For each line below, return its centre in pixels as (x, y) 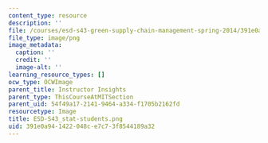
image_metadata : (35, 45)
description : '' (35, 23)
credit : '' (33, 60)
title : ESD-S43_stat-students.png (66, 119)
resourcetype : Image (43, 112)
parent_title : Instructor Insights (67, 89)
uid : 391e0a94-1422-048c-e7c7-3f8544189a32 (82, 126)
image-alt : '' (39, 68)
